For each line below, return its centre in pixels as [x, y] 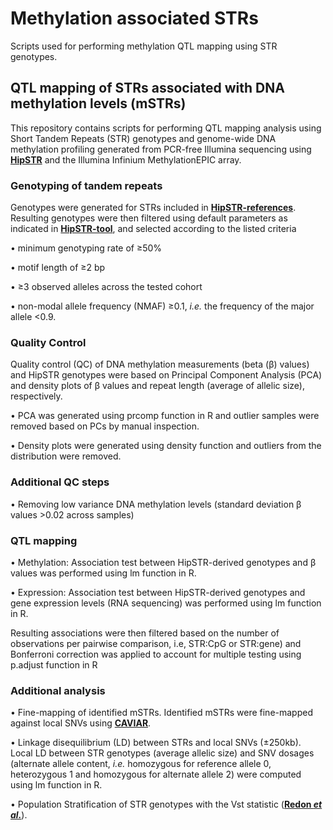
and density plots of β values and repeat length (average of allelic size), [157, 386]
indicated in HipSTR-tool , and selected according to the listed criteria [153, 229]
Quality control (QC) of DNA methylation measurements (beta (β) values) [160, 364]
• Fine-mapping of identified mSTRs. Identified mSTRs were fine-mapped [161, 713]
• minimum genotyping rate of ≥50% [86, 248]
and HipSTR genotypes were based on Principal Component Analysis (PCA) [166, 375]
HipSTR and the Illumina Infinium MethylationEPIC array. [126, 159]
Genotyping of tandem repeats [86, 185]
